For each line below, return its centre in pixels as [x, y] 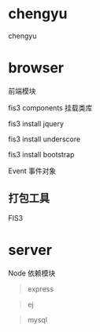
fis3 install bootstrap [41, 154]
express [40, 289]
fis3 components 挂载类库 [50, 107]
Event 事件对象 [32, 171]
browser [36, 68]
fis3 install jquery [36, 123]
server [30, 250]
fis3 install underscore [44, 139]
